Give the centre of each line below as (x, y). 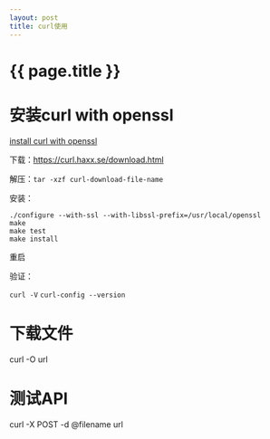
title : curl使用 (39, 26)
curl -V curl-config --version (67, 295)
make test (28, 231)
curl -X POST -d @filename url (67, 424)
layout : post (34, 18)
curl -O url (29, 359)
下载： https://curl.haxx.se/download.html (87, 159)
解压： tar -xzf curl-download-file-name (87, 178)
